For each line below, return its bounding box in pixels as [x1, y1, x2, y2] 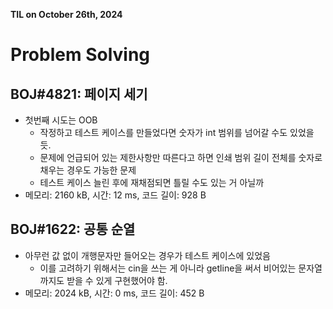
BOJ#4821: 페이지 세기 [10, 85, 148, 103]
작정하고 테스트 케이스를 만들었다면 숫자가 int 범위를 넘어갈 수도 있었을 [39, 127, 315, 138]
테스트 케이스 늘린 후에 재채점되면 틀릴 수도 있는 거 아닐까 [39, 177, 265, 188]
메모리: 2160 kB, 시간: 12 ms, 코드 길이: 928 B [24, 189, 207, 201]
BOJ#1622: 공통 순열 [10, 221, 136, 238]
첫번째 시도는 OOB [24, 114, 98, 126]
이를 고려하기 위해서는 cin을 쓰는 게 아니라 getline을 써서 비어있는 [39, 262, 297, 274]
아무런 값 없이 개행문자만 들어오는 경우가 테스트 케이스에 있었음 [24, 249, 271, 261]
